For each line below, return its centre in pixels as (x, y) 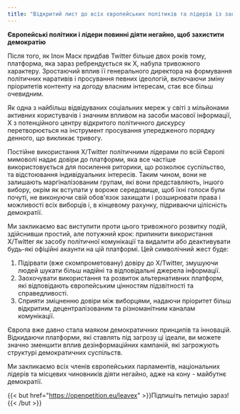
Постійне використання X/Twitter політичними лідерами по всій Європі (116, 151)
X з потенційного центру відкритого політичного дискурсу (96, 123)
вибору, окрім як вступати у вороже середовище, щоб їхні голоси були (116, 189)
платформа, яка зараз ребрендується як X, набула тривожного (104, 63)
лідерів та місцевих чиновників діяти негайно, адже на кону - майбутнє (117, 374)
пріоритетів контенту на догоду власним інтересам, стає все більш (110, 86)
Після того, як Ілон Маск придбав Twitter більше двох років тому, (107, 56)
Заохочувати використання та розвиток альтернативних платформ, (120, 278)
